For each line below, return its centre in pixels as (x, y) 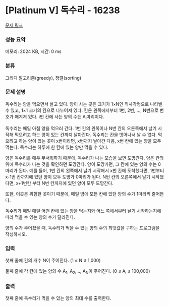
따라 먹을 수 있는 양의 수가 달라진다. (40, 217)
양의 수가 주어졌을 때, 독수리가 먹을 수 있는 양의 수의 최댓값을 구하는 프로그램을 (82, 228)
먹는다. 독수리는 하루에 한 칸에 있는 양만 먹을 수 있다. (57, 147)
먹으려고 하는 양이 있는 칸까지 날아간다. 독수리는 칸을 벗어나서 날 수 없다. (86, 135)
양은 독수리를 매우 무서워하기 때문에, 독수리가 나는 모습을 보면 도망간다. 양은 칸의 (84, 158)
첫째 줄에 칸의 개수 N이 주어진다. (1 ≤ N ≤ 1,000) (53, 260)
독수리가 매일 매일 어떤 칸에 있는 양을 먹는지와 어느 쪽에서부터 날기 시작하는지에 (83, 211)
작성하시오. (16, 234)
